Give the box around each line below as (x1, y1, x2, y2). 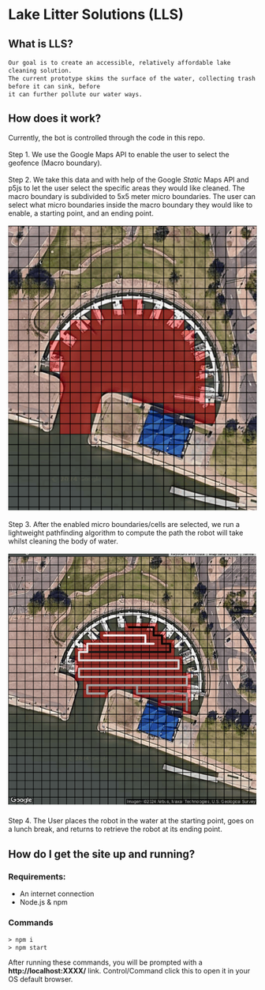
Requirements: (8, 871, 66, 882)
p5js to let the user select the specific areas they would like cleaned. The (8, 183, 246, 193)
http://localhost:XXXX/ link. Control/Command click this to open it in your (8, 966, 251, 976)
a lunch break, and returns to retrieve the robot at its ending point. (8, 824, 222, 834)
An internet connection (19, 889, 95, 898)
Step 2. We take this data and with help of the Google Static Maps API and (8, 175, 250, 184)
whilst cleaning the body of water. (8, 536, 118, 546)
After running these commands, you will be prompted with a (8, 958, 203, 967)
